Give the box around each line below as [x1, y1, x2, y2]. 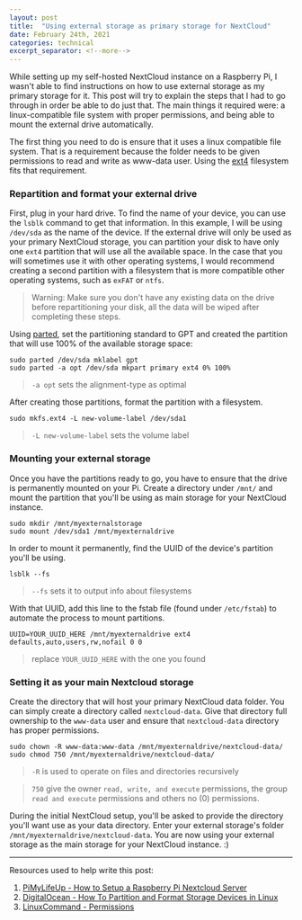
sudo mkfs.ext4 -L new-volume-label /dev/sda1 [9, 415, 187, 424]
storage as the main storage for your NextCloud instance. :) [9, 839, 229, 850]
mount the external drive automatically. [9, 119, 155, 130]
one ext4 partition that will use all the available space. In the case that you [9, 246, 283, 257]
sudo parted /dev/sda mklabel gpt [9, 356, 139, 365]
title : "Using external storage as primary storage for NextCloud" [9, 22, 271, 31]
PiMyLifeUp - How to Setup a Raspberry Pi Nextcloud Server [22, 882, 247, 893]
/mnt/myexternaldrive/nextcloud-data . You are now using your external [9, 829, 275, 841]
